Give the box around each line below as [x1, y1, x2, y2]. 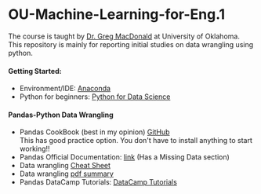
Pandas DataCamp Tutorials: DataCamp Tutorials [19, 178, 178, 187]
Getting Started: [8, 66, 62, 75]
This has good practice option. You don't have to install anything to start [19, 136, 252, 145]
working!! [19, 144, 50, 154]
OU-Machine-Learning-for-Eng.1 [8, 5, 226, 24]
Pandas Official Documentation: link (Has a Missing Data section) [19, 152, 230, 162]
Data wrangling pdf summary [19, 169, 114, 178]
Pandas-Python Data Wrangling [8, 110, 114, 119]
